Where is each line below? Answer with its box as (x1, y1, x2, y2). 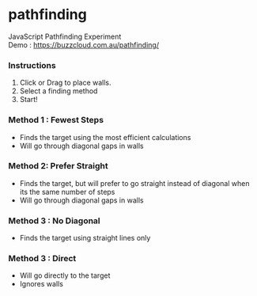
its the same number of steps (19, 187, 115, 196)
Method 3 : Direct (8, 253, 77, 264)
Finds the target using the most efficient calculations (19, 132, 191, 142)
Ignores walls (19, 279, 63, 289)
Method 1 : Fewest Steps (8, 115, 104, 126)
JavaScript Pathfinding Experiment (8, 32, 122, 41)
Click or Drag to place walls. (19, 78, 112, 88)
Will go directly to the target (19, 271, 111, 280)
